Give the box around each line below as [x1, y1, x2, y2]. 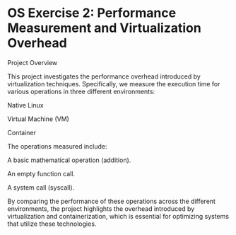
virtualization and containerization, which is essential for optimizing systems [7, 212, 230, 220]
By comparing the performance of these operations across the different [7, 197, 216, 205]
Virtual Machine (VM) [7, 115, 69, 123]
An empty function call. [7, 169, 76, 178]
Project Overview [7, 58, 58, 67]
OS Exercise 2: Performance [7, 5, 177, 21]
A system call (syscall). [7, 183, 75, 192]
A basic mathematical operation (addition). [7, 156, 131, 164]
